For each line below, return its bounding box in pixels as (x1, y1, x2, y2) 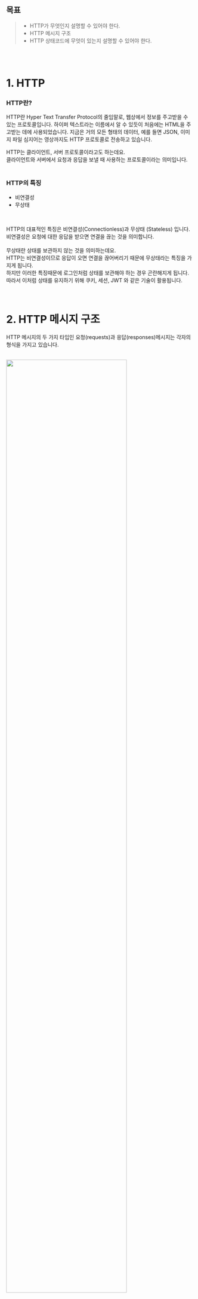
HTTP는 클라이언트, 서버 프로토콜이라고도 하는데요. (6, 148, 125, 156)
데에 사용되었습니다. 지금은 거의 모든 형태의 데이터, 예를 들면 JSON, (21, 129, 180, 136)
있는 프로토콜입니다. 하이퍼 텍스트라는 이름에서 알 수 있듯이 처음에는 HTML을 (6, 121, 185, 128)
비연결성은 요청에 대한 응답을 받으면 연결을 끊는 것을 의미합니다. (6, 233, 154, 240)
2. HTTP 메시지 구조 (6, 312, 100, 326)
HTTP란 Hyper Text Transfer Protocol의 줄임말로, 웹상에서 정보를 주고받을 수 (6, 114, 188, 121)
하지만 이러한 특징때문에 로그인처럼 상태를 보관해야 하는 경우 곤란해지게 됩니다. (6, 269, 190, 276)
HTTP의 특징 (6, 179, 42, 187)
